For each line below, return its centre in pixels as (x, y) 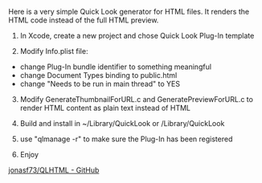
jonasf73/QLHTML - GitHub (54, 170)
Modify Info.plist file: (54, 51)
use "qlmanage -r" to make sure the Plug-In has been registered (126, 139)
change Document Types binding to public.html (98, 75)
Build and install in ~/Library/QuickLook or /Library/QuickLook (122, 123)
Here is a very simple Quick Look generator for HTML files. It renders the (129, 12)
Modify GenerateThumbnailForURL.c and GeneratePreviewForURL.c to (136, 99)
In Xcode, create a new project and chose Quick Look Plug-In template (137, 36)
